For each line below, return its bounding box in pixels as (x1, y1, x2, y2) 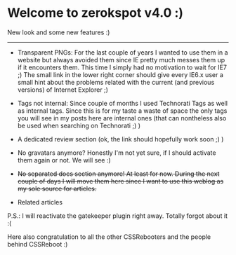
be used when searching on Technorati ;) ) (17, 121, 141, 130)
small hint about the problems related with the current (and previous (17, 78, 215, 86)
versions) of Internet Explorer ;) (17, 85, 109, 94)
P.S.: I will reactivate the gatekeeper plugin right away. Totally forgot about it (7, 212, 228, 220)
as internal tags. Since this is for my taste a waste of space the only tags (17, 106, 228, 115)
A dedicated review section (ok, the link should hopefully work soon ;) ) (17, 135, 224, 143)
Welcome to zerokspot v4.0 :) (7, 5, 184, 21)
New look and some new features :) (7, 28, 110, 36)
